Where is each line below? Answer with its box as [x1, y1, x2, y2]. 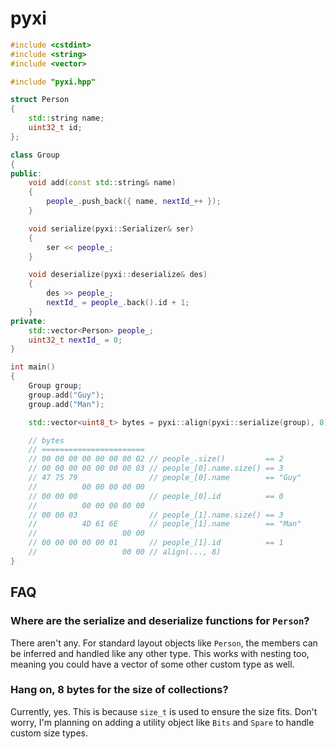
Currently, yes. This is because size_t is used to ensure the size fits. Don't [10, 705, 318, 717]
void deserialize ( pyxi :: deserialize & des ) [28, 270, 208, 280]
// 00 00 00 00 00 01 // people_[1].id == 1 [28, 538, 284, 548]
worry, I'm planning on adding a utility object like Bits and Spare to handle [10, 716, 315, 728]
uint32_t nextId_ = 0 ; [28, 335, 123, 345]
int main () [10, 362, 56, 372]
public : [10, 168, 43, 179]
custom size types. [10, 727, 88, 739]
